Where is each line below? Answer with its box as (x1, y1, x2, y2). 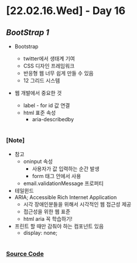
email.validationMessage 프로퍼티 (23, 180, 104, 187)
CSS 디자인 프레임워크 (23, 63, 75, 69)
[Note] (6, 136, 25, 145)
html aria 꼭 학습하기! (23, 215, 73, 222)
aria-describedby (32, 116, 74, 122)
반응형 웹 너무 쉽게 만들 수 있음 (23, 70, 94, 77)
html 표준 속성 (23, 110, 56, 116)
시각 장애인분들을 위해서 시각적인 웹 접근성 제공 (23, 200, 132, 207)
